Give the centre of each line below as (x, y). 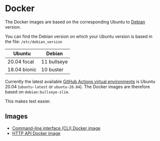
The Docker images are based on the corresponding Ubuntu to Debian (75, 22)
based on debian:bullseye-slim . (37, 92)
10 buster (52, 69)
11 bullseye (54, 62)
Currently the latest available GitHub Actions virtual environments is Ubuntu (80, 81)
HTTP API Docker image (36, 133)
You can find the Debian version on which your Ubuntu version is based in (79, 36)
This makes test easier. (28, 101)
